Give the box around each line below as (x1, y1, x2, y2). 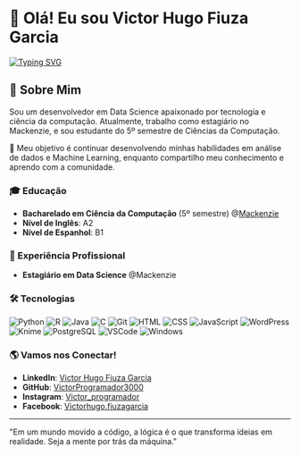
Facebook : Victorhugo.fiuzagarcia (21, 400, 149, 411)
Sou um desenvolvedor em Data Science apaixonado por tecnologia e (9, 106, 266, 117)
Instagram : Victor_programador (21, 391, 140, 401)
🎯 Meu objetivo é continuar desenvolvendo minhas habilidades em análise (9, 142, 282, 153)
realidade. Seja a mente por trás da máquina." (9, 435, 177, 446)
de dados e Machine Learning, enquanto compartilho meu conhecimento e (9, 152, 284, 163)
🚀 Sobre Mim (9, 82, 82, 97)
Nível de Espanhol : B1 (21, 227, 104, 238)
